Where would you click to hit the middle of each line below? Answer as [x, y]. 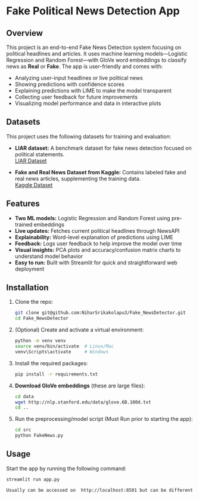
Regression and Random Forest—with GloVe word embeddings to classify [97, 60]
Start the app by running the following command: [66, 468]
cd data [24, 396]
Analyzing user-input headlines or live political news [79, 78]
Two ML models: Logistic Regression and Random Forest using [93, 218]
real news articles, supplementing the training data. [78, 178]
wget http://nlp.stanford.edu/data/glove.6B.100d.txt [83, 402]
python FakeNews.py [39, 436]
